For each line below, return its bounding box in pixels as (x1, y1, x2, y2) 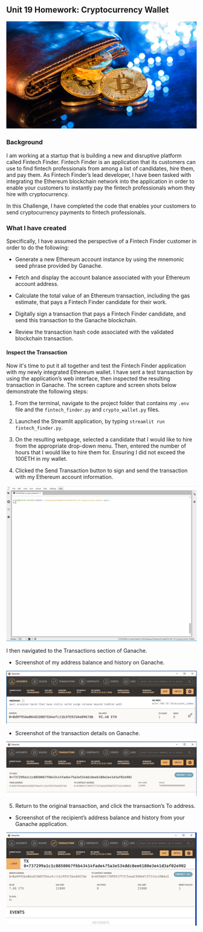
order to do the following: (6, 243, 69, 251)
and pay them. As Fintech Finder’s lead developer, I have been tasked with (6, 171, 192, 178)
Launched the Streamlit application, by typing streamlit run (14, 418, 165, 425)
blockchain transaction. (14, 334, 74, 342)
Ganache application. (14, 821, 68, 828)
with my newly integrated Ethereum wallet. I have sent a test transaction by (6, 369, 193, 376)
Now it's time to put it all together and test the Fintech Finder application (6, 362, 186, 369)
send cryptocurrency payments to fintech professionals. (6, 208, 146, 216)
